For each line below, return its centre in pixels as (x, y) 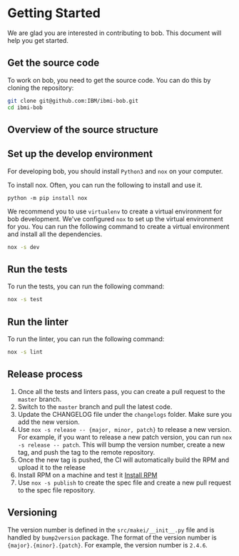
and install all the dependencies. (55, 234)
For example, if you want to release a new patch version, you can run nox (125, 437)
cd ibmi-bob (25, 107)
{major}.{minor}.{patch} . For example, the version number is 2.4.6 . (108, 545)
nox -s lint (25, 352)
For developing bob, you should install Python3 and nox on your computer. (115, 171)
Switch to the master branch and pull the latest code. (95, 406)
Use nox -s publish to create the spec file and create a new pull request (124, 482)
